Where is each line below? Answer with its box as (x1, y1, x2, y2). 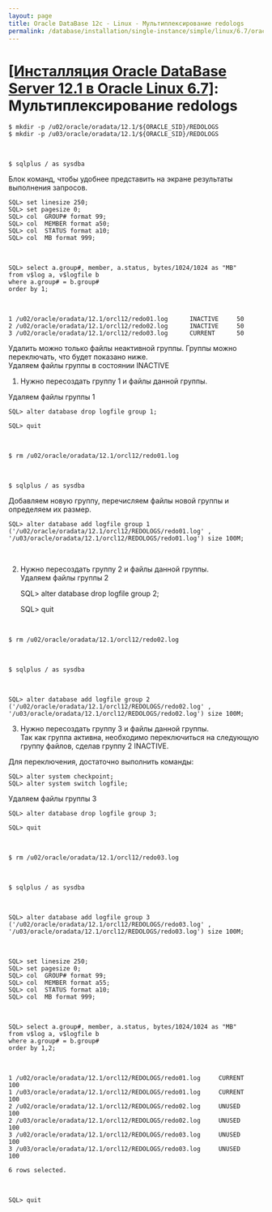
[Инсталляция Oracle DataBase (8, 62, 227, 80)
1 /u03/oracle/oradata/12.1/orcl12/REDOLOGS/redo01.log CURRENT (8, 1088, 244, 1097)
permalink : (8, 27, 45, 35)
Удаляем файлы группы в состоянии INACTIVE (8, 361, 170, 370)
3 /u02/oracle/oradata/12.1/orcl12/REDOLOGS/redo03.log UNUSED (8, 1131, 241, 1139)
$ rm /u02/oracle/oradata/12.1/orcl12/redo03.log (8, 854, 180, 862)
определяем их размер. (8, 504, 91, 515)
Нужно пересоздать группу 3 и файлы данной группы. (19, 724, 209, 734)
